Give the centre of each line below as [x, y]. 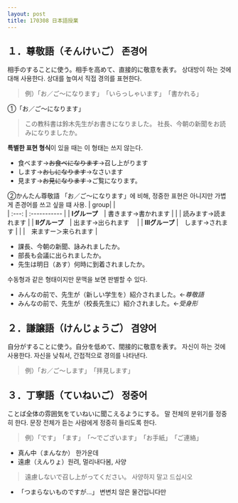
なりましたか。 [59, 133]
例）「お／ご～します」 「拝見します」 [79, 371]
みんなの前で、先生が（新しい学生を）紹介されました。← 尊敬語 [111, 295]
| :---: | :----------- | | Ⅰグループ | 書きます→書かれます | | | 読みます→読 [114, 213]
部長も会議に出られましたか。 [61, 255]
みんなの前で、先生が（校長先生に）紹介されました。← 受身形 [108, 304]
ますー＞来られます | [67, 231]
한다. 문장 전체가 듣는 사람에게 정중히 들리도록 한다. [86, 422]
